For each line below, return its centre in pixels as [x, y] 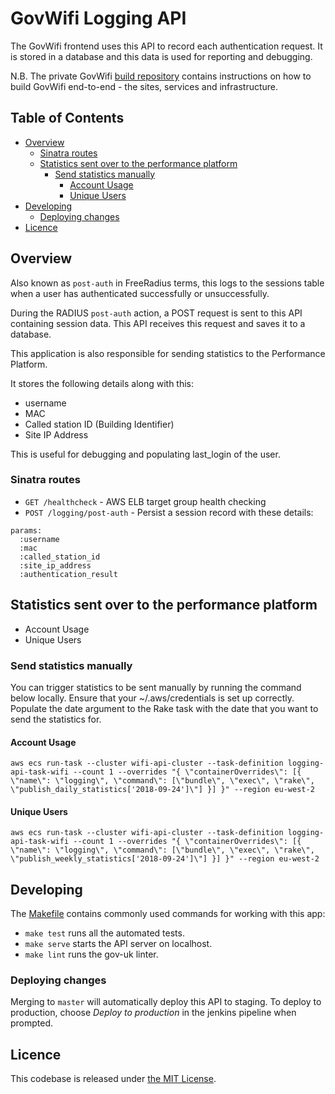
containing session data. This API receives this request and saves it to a [158, 323]
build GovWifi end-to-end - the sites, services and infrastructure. [144, 86]
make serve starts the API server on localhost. [118, 944]
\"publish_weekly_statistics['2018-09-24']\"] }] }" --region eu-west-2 [165, 859]
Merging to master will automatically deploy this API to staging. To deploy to [166, 1002]
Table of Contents [67, 118]
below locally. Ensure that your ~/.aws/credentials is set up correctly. [152, 698]
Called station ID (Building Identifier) [99, 424]
